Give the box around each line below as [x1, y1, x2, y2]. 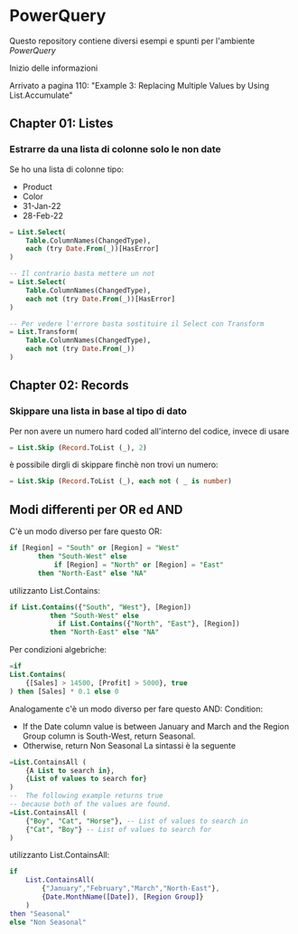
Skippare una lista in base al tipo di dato [9, 405, 187, 417]
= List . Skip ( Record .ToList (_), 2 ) [9, 443, 147, 453]
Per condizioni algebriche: [9, 644, 107, 655]
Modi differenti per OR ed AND [9, 501, 183, 517]
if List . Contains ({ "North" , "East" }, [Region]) [57, 619, 241, 629]
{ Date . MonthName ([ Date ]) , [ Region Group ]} [42, 892, 204, 901]
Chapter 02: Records [9, 377, 129, 394]
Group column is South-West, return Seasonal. [22, 730, 196, 741]
